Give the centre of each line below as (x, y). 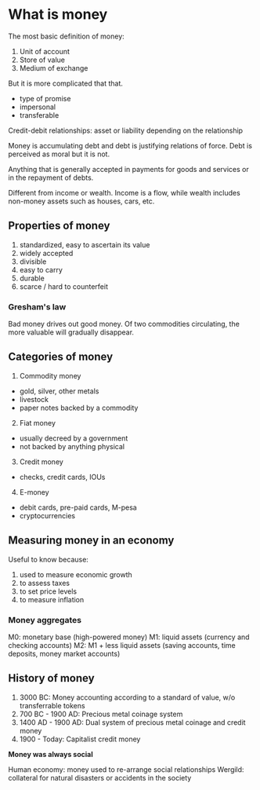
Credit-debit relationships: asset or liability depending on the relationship (126, 130)
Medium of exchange (54, 68)
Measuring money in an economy (91, 541)
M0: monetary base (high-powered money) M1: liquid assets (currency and (129, 637)
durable (32, 278)
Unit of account (45, 51)
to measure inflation (52, 599)
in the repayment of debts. (51, 177)
